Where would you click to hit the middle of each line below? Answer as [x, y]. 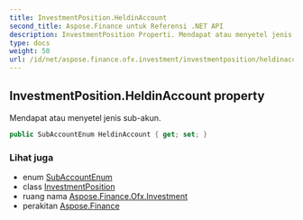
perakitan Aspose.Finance [71, 206]
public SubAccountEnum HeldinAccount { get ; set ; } [108, 134]
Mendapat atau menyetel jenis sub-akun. [85, 117]
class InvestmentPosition [69, 187]
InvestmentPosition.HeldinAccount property [137, 96]
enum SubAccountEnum [67, 177]
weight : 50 [30, 51]
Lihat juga [32, 157]
